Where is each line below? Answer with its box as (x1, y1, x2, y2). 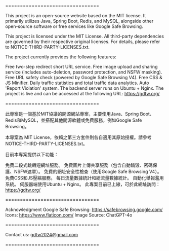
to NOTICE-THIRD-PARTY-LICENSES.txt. (5, 44, 90, 50)
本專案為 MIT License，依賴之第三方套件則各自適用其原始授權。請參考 (5, 134, 152, 140)
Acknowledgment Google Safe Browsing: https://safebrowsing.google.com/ (5, 206, 163, 212)
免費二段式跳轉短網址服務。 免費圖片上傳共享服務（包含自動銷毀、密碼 (5, 162, 153, 168)
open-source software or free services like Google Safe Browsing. (5, 23, 143, 29)
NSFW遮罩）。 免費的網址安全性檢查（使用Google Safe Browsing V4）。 (14, 168, 162, 174)
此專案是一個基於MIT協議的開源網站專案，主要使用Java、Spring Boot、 (5, 111, 154, 117)
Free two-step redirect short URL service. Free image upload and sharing (5, 64, 158, 69)
